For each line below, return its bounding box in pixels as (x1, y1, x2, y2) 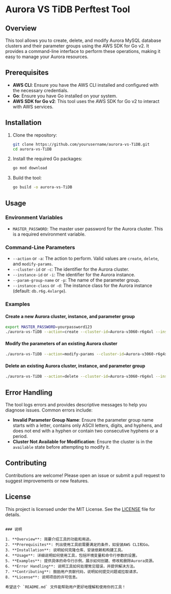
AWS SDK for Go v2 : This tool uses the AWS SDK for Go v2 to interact (12, 98, 160, 104)
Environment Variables (5, 214, 63, 221)
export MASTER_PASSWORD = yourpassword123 (5, 325, 93, 330)
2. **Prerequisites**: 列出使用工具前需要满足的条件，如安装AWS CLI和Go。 (5, 542, 152, 547)
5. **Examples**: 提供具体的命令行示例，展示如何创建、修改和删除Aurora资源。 (5, 558, 156, 563)
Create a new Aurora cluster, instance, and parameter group (5, 313, 135, 319)
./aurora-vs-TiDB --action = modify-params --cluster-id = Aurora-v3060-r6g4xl (5, 352, 169, 357)
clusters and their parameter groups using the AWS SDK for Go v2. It (5, 43, 149, 49)
